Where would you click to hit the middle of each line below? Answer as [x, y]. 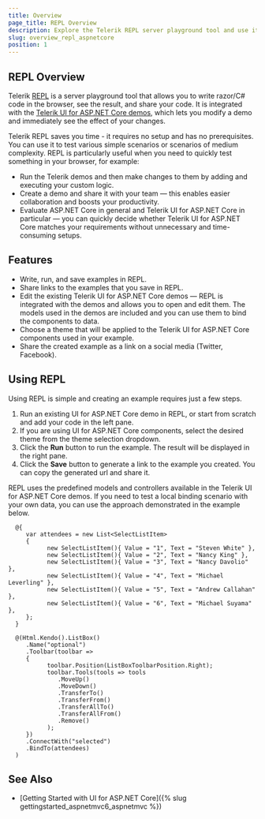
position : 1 [28, 45]
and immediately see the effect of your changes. [87, 121]
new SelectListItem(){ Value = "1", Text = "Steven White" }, [151, 548]
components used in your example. [77, 338]
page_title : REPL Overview [52, 23]
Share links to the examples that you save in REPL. [101, 287]
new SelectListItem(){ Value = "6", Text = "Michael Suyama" [149, 603]
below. [19, 513]
